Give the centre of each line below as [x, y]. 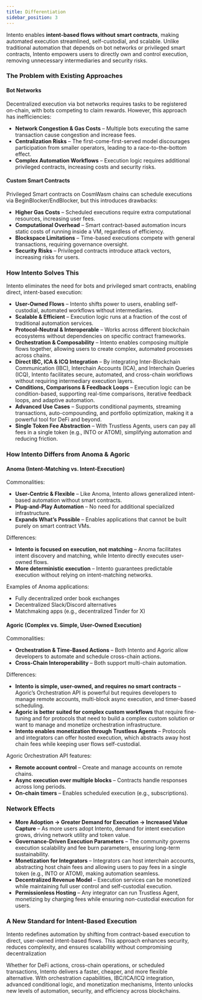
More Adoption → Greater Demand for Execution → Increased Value [101, 822]
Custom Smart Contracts [38, 181]
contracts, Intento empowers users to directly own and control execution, [97, 54]
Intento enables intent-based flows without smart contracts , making [93, 34]
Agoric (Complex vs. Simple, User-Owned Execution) [74, 625]
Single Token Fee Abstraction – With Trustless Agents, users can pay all [105, 426]
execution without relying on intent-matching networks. [84, 575]
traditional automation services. [54, 323]
